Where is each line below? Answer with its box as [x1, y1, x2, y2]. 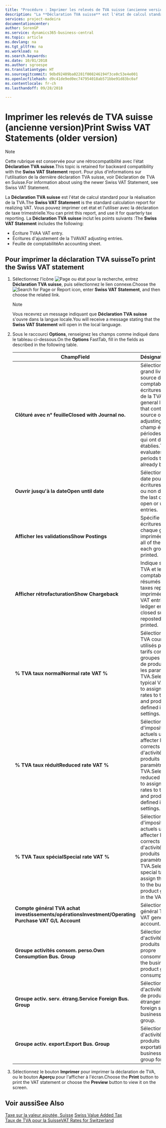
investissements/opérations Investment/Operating [14, 911, 136, 918]
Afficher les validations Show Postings [14, 533, 107, 540]
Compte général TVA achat [14, 905, 81, 912]
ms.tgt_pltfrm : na [5, 44, 43, 49]
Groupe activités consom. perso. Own [14, 947, 105, 954]
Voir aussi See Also [5, 1099, 64, 1107]
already [140, 461, 158, 468]
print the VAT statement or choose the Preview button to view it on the [12, 1079, 156, 1085]
